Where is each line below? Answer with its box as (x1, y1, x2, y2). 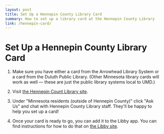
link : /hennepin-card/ (5, 21, 52, 26)
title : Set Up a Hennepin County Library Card (5, 12, 102, 17)
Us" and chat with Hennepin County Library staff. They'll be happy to (12, 104, 152, 109)
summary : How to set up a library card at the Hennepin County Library (5, 16, 155, 21)
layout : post (5, 7, 32, 12)
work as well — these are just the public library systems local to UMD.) (12, 79, 156, 85)
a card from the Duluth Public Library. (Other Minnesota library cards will (12, 74, 160, 80)
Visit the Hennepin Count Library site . (12, 89, 88, 95)
